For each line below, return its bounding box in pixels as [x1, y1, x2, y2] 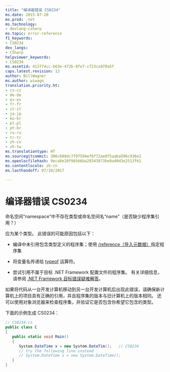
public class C [5, 325, 37, 330]
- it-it [5, 107, 22, 112]
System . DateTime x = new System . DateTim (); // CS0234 [18, 344, 139, 349]
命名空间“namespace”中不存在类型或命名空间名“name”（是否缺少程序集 [5, 214, 155, 220]
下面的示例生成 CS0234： [5, 310, 60, 316]
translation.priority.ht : [5, 83, 60, 88]
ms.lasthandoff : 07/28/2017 [5, 168, 65, 173]
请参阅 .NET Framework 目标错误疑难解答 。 [12, 276, 104, 282]
